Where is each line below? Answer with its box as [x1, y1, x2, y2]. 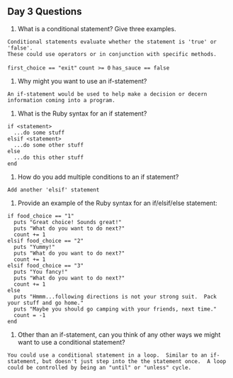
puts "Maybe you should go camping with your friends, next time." [13, 305, 217, 313]
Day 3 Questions [7, 6, 82, 18]
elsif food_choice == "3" [7, 262, 84, 269]
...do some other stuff [13, 141, 84, 148]
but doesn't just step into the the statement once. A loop [42, 357, 227, 365]
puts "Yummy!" [13, 243, 55, 250]
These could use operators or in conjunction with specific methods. [7, 50, 217, 57]
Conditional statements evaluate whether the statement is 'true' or [7, 38, 217, 45]
